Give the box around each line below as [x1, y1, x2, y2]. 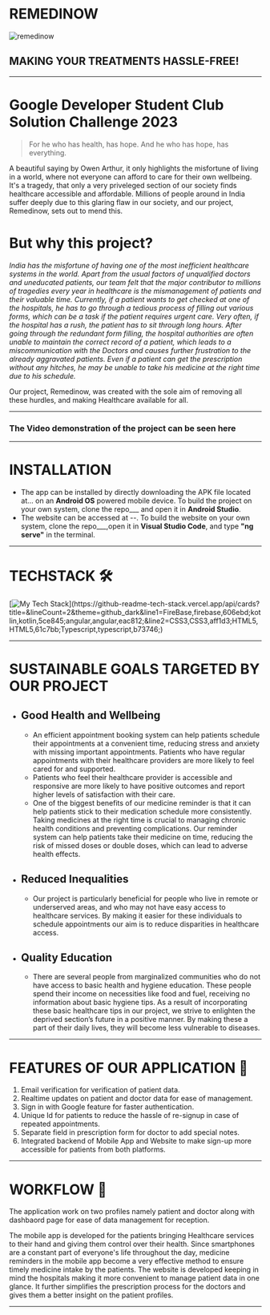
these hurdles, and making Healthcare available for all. [9, 395, 189, 404]
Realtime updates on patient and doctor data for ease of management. [20, 1094, 253, 1104]
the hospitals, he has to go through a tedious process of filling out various [9, 303, 254, 312]
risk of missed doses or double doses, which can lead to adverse [32, 840, 248, 850]
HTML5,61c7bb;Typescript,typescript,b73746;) [9, 624, 163, 633]
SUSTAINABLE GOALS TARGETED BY [9, 660, 260, 678]
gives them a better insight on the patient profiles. [9, 1290, 174, 1300]
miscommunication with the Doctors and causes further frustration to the [9, 345, 252, 355]
